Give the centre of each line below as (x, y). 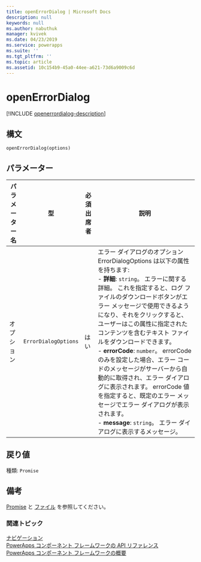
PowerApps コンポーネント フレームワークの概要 (66, 552)
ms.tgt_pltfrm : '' (29, 56)
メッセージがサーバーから (146, 368)
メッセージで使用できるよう (150, 306)
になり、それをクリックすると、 (142, 315)
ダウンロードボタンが (152, 297)
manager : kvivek (26, 34)
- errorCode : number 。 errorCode (145, 351)
